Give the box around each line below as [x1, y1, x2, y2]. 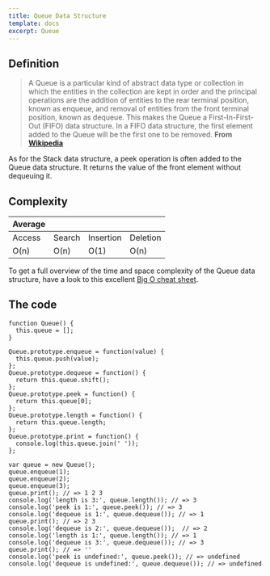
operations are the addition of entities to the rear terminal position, [27, 95, 250, 105]
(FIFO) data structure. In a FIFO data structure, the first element [42, 121, 253, 131]
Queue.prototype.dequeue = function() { [8, 368, 147, 376]
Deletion [129, 232, 162, 243]
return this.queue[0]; [15, 397, 92, 405]
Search [53, 232, 81, 243]
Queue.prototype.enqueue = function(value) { [8, 347, 164, 355]
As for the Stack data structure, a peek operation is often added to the [8, 154, 243, 164]
